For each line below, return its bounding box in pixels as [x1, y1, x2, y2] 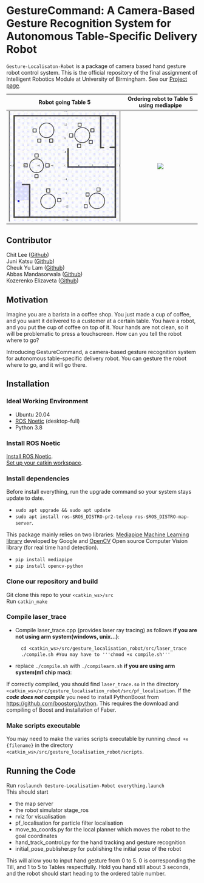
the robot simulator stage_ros [15, 806, 89, 814]
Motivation [6, 295, 49, 305]
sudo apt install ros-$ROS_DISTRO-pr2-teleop [15, 514, 132, 520]
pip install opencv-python [15, 563, 84, 570]
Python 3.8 [15, 423, 42, 431]
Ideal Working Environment [6, 397, 89, 406]
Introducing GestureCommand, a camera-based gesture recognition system [6, 348, 196, 355]
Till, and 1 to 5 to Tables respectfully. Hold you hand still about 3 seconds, [6, 863, 190, 870]
